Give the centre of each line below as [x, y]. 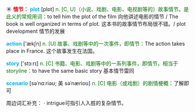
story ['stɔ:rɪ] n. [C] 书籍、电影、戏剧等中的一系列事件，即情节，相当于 [92, 63]
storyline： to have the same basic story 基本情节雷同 [70, 71]
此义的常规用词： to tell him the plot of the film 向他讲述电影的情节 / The [92, 16]
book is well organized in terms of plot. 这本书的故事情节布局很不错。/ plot [96, 24]
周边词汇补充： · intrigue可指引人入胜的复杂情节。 [66, 103]
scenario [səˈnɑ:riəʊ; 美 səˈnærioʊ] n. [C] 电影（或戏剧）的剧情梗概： [90, 83]
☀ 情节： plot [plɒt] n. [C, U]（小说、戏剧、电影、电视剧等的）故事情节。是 [97, 9]
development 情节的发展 [36, 31]
